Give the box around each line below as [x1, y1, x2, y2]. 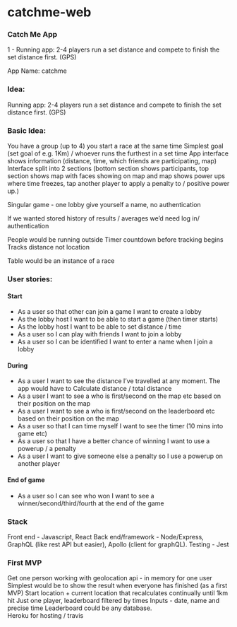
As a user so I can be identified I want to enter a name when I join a [17, 337, 213, 346]
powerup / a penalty [17, 445, 76, 453]
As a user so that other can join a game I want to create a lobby [17, 307, 202, 316]
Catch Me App [7, 30, 58, 40]
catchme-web [7, 4, 92, 20]
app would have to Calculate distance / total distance [17, 385, 172, 393]
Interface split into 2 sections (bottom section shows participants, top [7, 164, 209, 173]
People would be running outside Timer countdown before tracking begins [7, 235, 224, 244]
